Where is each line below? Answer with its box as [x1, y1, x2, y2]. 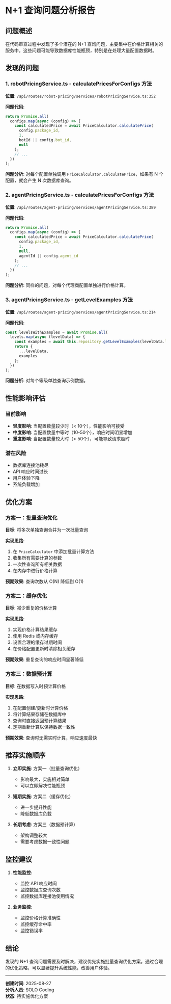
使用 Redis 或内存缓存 [12, 633, 59, 639]
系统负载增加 [12, 481, 40, 487]
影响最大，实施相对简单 [20, 776, 70, 782]
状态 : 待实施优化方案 [5, 993, 48, 999]
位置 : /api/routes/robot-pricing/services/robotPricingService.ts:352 [5, 93, 156, 99]
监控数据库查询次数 [20, 887, 61, 893]
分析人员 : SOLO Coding [5, 987, 54, 993]
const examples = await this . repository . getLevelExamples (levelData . [14, 339, 165, 345]
